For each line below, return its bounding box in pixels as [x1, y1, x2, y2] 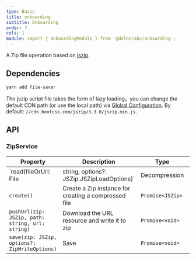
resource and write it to [62, 216, 127, 224]
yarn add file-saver [6, 84, 57, 90]
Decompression [141, 171, 184, 179]
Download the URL [62, 209, 114, 217]
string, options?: [62, 167, 107, 175]
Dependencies [6, 68, 60, 79]
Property [20, 157, 45, 165]
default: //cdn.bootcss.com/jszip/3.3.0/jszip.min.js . [6, 108, 137, 115]
